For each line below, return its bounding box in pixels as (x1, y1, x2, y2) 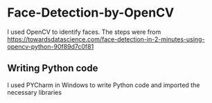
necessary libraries (7, 88, 62, 96)
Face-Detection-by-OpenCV (7, 5, 175, 21)
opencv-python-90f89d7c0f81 (7, 42, 94, 50)
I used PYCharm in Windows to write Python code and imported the (7, 81, 200, 89)
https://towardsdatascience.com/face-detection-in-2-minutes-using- (7, 35, 205, 43)
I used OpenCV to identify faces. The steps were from (7, 28, 161, 36)
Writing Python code (7, 62, 98, 74)
